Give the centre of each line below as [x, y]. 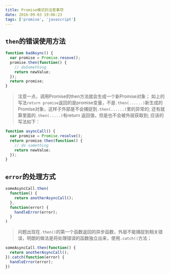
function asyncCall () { [30, 131]
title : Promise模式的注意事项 [35, 10]
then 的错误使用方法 [36, 41]
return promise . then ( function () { [46, 141]
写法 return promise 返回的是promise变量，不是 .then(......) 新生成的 [90, 103]
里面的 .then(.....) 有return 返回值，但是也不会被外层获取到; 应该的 [93, 115]
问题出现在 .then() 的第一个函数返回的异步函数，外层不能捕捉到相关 [88, 232]
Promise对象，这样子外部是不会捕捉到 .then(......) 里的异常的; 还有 [89, 109]
